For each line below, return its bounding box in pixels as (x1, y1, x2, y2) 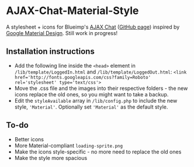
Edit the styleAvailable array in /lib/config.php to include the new (14, 97, 178, 104)
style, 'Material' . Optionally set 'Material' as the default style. (14, 103, 168, 110)
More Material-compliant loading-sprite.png (14, 142, 123, 149)
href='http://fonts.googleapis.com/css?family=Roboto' (14, 74, 151, 80)
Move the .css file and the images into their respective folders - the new (14, 85, 188, 92)
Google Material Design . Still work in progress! (6, 29, 118, 36)
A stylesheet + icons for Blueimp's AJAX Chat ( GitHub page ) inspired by (6, 23, 180, 30)
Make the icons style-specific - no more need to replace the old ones (14, 148, 182, 155)
